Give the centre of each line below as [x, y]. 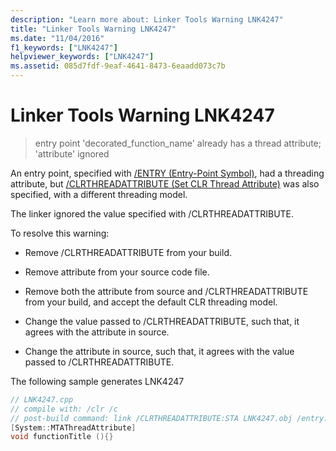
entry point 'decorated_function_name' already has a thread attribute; [178, 143]
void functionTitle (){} [62, 437]
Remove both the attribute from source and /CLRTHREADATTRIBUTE [166, 291]
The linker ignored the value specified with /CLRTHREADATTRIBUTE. [152, 213]
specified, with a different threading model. [99, 194]
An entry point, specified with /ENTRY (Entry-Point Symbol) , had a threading [167, 173]
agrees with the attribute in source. [97, 332]
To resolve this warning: [60, 233]
